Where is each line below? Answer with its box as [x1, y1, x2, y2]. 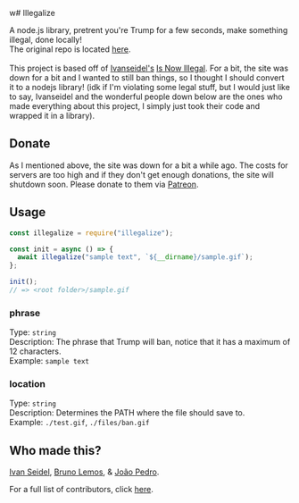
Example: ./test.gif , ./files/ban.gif [9, 417, 150, 428]
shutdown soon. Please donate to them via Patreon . [9, 179, 199, 189]
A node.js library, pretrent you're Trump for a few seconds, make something [9, 25, 288, 35]
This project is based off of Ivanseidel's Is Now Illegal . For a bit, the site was [9, 63, 288, 73]
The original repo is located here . [9, 44, 131, 54]
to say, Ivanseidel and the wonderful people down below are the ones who [9, 91, 283, 102]
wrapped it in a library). [9, 111, 96, 121]
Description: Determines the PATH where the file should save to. [9, 407, 245, 418]
